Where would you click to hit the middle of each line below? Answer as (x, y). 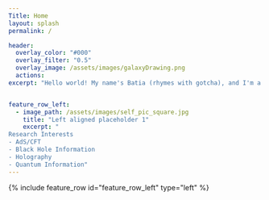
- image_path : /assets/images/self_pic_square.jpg (102, 112)
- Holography (30, 157)
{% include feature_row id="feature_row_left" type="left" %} (109, 187)
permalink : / (30, 31)
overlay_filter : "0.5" (54, 60)
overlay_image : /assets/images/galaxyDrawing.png (100, 68)
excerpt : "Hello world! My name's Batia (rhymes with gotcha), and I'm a (135, 83)
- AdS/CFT (25, 142)
